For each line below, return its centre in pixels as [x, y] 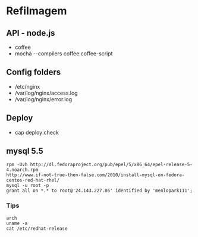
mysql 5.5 [25, 151]
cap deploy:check [37, 132]
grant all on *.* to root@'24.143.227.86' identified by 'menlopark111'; [100, 191]
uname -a [17, 223]
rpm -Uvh [17, 165]
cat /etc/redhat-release [37, 228]
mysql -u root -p [28, 186]
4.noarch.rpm [22, 170]
